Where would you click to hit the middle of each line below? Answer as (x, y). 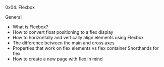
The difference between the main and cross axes (63, 43)
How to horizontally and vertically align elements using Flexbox (78, 38)
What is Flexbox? (30, 27)
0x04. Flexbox (20, 7)
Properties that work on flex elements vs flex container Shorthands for (86, 48)
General (13, 17)
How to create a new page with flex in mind (58, 59)
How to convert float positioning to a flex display (63, 32)
